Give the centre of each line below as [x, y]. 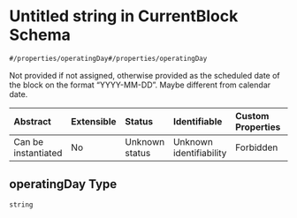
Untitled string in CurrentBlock [124, 16]
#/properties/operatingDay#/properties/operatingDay [108, 58]
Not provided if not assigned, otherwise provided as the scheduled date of [145, 75]
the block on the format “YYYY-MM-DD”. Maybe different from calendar [140, 85]
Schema [40, 35]
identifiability [200, 153]
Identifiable [198, 121]
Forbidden [257, 147]
